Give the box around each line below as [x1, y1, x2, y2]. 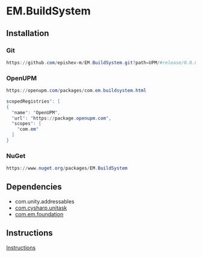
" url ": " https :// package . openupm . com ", [11, 115, 112, 121]
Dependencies [6, 182, 62, 192]
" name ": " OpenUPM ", [11, 109, 61, 115]
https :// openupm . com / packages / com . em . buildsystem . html [6, 88, 147, 94]
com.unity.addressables [14, 198, 75, 205]
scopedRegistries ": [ [6, 98, 61, 104]
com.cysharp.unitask [14, 204, 67, 211]
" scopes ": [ [11, 121, 42, 127]
